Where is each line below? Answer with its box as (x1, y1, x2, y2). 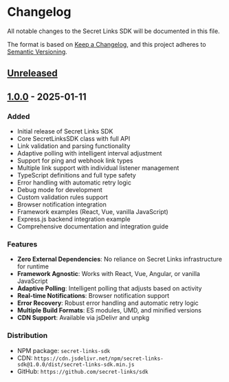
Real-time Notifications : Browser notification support (17, 292, 170, 300)
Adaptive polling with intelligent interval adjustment (17, 149, 162, 158)
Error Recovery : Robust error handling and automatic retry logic (17, 299, 199, 307)
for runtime (17, 262, 50, 270)
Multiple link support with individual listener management (17, 164, 179, 172)
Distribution (7, 331, 48, 341)
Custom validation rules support (17, 193, 108, 202)
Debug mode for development (17, 186, 102, 194)
